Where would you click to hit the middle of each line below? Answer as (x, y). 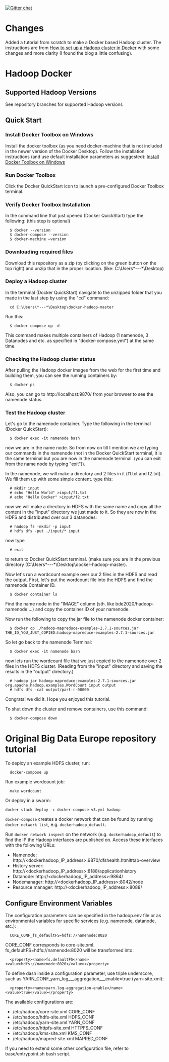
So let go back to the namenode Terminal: (49, 642)
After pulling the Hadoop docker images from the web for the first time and (83, 370)
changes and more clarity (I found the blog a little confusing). (69, 53)
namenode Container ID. (31, 585)
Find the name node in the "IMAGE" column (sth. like (60, 604)
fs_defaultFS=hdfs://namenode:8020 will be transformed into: (69, 951)
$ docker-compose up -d (35, 326)
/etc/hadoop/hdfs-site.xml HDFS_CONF (53, 1017)
